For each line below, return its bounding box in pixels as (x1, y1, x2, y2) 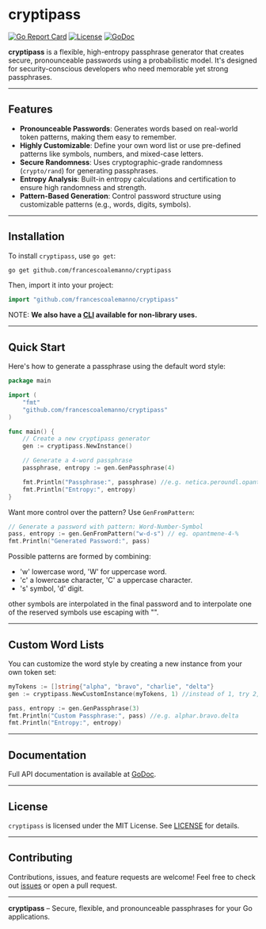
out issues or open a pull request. (8, 881, 117, 890)
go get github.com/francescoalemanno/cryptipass (8, 266, 172, 274)
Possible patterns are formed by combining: (8, 552, 152, 562)
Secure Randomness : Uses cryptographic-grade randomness (19, 157, 223, 167)
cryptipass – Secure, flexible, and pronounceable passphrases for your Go (8, 903, 253, 912)
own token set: (8, 667, 57, 676)
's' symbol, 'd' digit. (19, 584, 85, 593)
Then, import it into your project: (8, 280, 114, 290)
